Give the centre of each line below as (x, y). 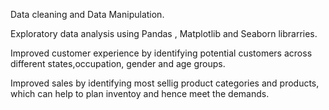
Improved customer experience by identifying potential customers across (161, 53)
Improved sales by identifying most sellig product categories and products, (165, 83)
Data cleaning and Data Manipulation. (87, 14)
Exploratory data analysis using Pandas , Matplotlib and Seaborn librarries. (164, 33)
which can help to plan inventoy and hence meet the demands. (140, 93)
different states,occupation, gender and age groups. (118, 63)
